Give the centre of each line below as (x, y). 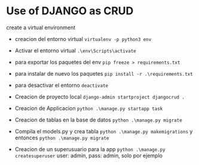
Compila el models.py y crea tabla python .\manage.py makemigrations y (104, 131)
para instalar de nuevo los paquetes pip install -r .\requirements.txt (104, 73)
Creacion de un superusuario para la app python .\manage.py (90, 149)
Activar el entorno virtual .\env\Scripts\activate (75, 50)
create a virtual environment (41, 27)
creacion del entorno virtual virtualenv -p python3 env (83, 39)
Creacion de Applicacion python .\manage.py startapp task (89, 108)
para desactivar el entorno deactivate (62, 85)
